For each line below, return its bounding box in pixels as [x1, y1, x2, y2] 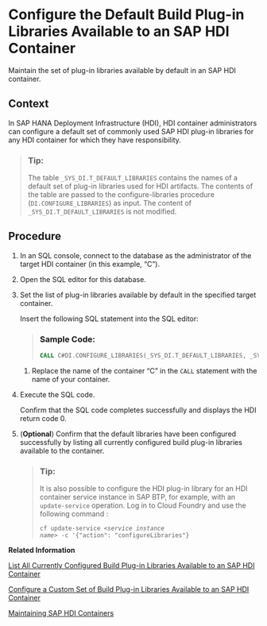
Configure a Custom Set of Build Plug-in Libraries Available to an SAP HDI [8, 585, 250, 594]
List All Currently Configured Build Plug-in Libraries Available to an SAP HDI [8, 561, 255, 570]
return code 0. [19, 414, 68, 423]
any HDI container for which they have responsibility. [8, 135, 181, 145]
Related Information [8, 546, 75, 555]
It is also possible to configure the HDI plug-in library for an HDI [39, 484, 248, 493]
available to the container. [19, 446, 105, 456]
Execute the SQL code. [19, 390, 95, 400]
